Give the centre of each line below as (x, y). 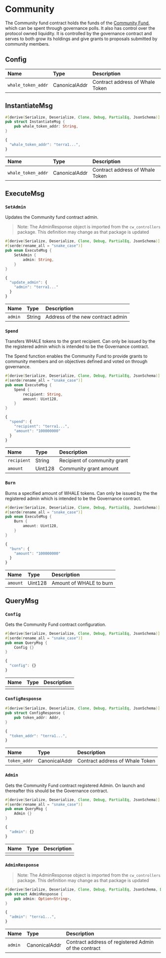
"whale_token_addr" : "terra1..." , (45, 144)
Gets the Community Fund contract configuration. (56, 624)
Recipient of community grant (94, 461)
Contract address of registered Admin (110, 942)
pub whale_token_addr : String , (46, 127)
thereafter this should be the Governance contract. (57, 791)
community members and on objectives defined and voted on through (76, 361)
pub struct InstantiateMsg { (35, 122)
